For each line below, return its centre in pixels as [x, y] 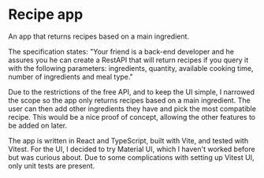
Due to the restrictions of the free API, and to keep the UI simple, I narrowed [131, 91]
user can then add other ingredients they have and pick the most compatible [132, 109]
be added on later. [38, 125]
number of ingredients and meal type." [71, 76]
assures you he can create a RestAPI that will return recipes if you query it [128, 60]
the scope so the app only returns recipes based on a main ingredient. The [129, 100]
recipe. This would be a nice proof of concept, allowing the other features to [132, 117]
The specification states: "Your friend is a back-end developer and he [121, 51]
